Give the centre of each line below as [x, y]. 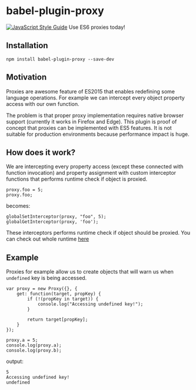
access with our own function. [43, 104]
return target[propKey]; [58, 320]
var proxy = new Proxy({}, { [42, 289]
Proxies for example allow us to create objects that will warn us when [90, 272]
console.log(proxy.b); [34, 351]
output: [15, 361]
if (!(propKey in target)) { [63, 299]
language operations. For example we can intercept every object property [96, 98]
